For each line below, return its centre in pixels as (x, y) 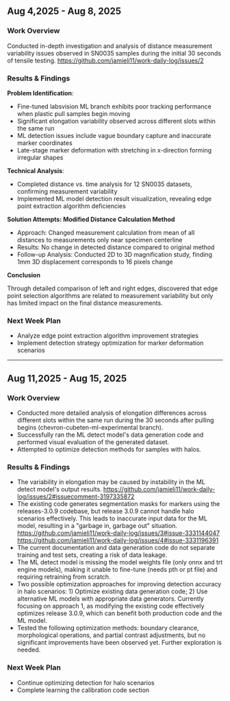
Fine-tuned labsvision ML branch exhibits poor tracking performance (114, 106)
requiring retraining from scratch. (64, 577)
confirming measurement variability (67, 191)
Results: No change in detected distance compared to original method (116, 247)
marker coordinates (45, 143)
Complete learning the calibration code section (83, 690)
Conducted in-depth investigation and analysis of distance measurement (110, 46)
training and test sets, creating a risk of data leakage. (92, 555)
